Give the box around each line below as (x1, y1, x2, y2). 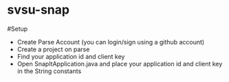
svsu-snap (7, 2, 70, 18)
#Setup (7, 25, 28, 33)
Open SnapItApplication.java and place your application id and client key (17, 59, 223, 68)
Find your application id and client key (17, 52, 125, 60)
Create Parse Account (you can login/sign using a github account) (17, 38, 205, 46)
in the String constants (17, 67, 82, 75)
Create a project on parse (17, 45, 90, 53)
